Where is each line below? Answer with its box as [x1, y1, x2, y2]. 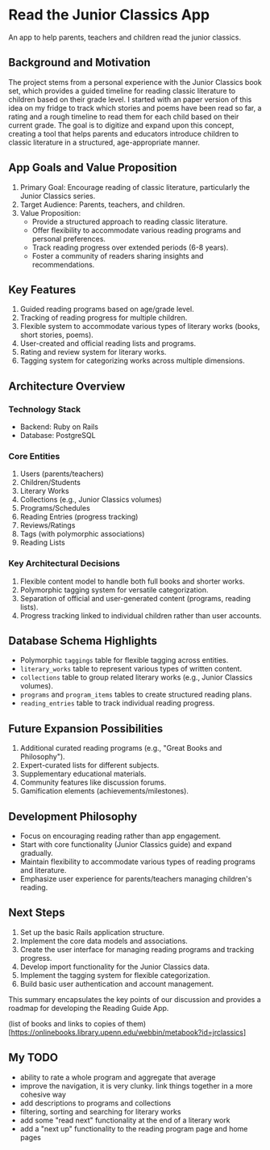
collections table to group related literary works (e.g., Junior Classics [19, 672, 253, 682]
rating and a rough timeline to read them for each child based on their [8, 112, 239, 121]
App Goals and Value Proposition [8, 161, 177, 175]
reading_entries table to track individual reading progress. [19, 698, 215, 708]
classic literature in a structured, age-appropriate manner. [8, 137, 200, 147]
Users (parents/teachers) [19, 469, 105, 478]
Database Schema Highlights [8, 634, 157, 648]
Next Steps [8, 906, 65, 920]
